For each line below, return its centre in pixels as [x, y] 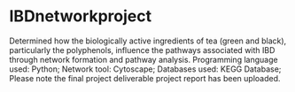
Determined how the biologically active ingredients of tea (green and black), [148, 41]
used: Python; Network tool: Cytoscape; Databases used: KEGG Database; [145, 69]
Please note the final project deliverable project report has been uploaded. [145, 78]
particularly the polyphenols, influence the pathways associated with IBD [142, 50]
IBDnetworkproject [81, 16]
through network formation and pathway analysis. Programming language [144, 59]
